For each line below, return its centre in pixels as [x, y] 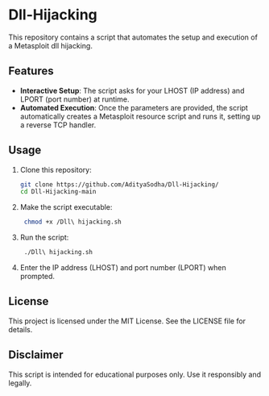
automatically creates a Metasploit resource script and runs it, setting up [140, 116]
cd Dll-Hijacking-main [58, 192]
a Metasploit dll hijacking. [50, 45]
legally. [20, 383]
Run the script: [44, 238]
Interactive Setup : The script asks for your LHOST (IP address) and [132, 90]
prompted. [37, 277]
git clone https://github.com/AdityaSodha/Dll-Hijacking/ [119, 184]
